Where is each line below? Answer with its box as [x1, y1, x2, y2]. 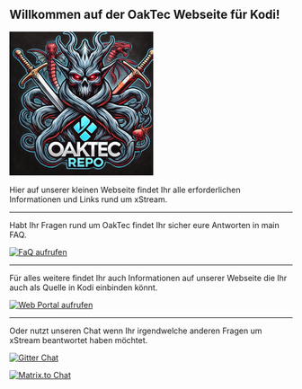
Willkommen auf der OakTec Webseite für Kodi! [9, 7, 280, 22]
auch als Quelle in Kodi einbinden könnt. [9, 282, 158, 293]
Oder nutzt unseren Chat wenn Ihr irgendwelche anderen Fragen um [9, 325, 262, 336]
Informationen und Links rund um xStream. [9, 193, 168, 205]
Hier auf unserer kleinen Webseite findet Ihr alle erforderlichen [9, 184, 241, 195]
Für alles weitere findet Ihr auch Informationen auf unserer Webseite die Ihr [9, 272, 288, 283]
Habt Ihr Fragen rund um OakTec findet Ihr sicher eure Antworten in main [9, 219, 280, 230]
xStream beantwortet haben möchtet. [9, 334, 148, 345]
